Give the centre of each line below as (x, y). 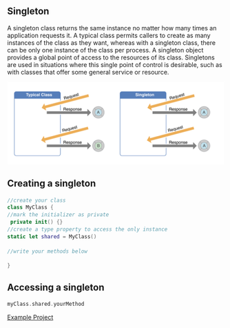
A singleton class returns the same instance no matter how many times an (112, 28)
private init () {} (36, 222)
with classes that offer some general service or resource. (88, 72)
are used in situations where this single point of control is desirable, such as (115, 64)
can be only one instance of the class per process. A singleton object (105, 50)
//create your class (37, 200)
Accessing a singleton (56, 287)
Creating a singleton (52, 183)
